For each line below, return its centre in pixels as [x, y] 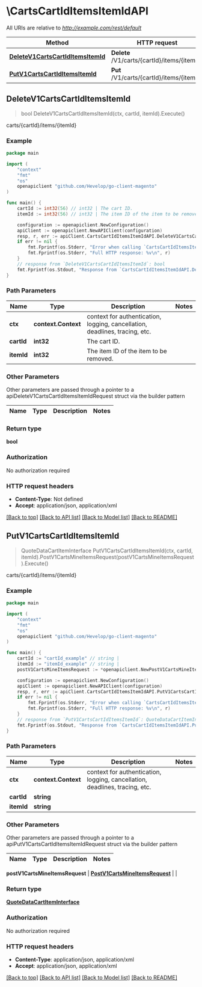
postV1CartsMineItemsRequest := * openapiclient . [79, 669]
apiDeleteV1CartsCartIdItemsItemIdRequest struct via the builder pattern [96, 396]
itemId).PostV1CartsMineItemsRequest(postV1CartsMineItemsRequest [107, 557]
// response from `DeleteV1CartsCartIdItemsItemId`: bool [91, 264]
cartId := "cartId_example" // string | [68, 658]
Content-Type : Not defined [49, 499]
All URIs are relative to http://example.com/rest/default [74, 28]
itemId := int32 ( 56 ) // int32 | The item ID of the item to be [98, 214]
